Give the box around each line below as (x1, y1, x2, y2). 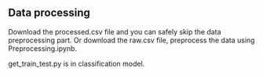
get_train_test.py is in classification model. (8, 59, 145, 68)
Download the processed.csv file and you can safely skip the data (8, 27, 221, 36)
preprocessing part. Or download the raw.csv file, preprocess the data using (8, 35, 255, 45)
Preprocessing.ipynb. (8, 43, 77, 53)
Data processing (8, 6, 90, 20)
